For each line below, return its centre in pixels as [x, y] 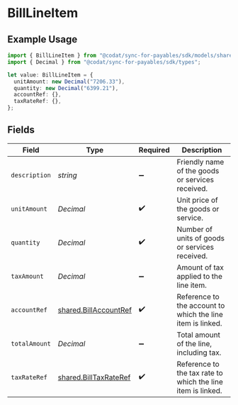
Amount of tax [200, 267]
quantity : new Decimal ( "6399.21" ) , [66, 88]
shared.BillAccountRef [95, 310]
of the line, [194, 343]
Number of [195, 229]
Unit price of [197, 200]
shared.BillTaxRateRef [94, 377]
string [68, 175]
